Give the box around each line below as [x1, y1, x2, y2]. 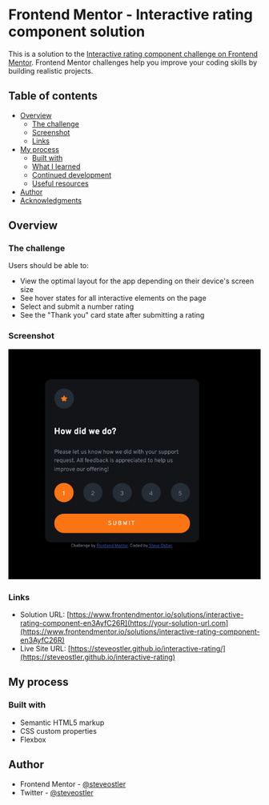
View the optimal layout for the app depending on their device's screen [19, 276, 255, 286]
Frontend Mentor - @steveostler [19, 779, 126, 789]
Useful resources [31, 178, 90, 188]
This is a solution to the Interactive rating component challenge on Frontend [8, 49, 259, 58]
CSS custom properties [19, 726, 98, 735]
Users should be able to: [8, 261, 90, 270]
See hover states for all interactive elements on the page [19, 294, 207, 303]
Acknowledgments [19, 195, 82, 205]
